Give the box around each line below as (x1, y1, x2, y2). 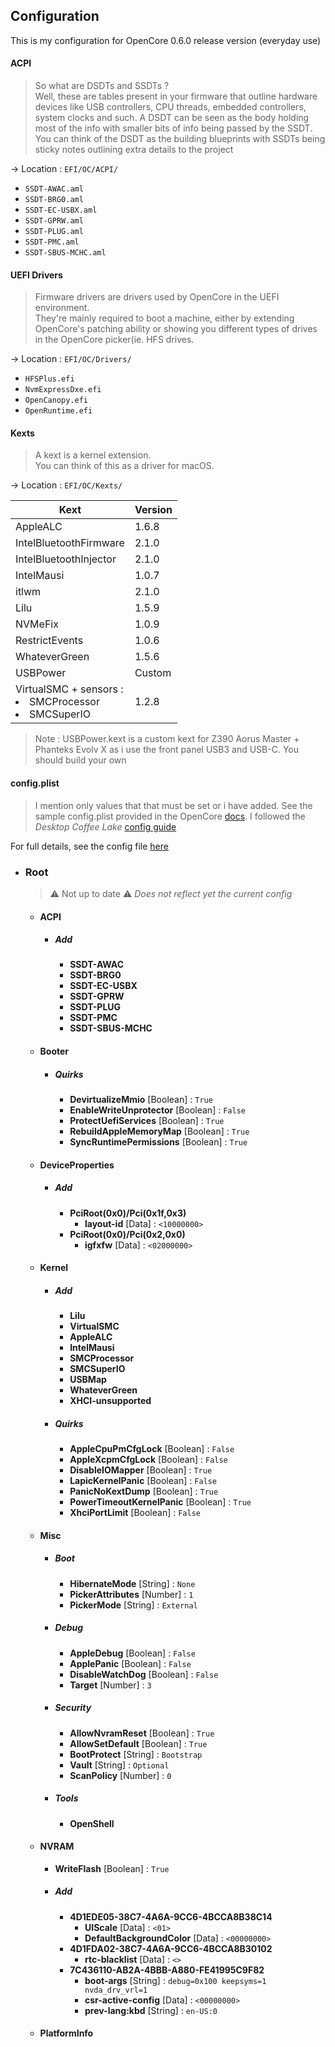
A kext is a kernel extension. (34, 449, 152, 461)
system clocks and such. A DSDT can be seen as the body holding (34, 112, 310, 124)
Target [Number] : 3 (69, 1679, 152, 1691)
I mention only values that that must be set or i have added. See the (34, 799, 313, 811)
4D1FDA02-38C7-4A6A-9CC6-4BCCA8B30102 (69, 1942, 273, 1954)
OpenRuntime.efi (24, 406, 93, 416)
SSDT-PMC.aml (24, 237, 80, 248)
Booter (39, 1045, 70, 1058)
